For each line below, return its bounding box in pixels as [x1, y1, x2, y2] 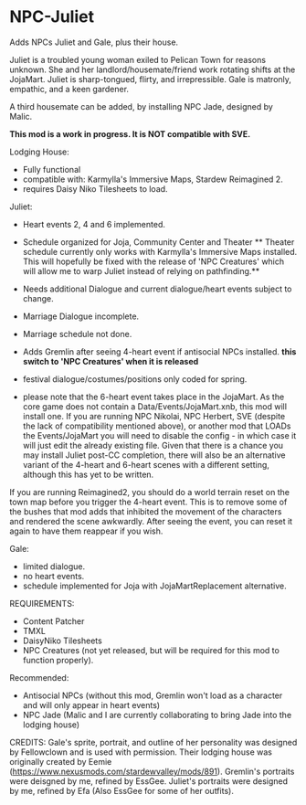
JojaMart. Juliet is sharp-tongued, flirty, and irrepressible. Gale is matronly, [9, 73, 292, 84]
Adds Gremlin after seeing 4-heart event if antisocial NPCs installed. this [22, 345, 297, 357]
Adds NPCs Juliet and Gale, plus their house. [9, 37, 179, 48]
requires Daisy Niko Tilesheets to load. [22, 183, 168, 194]
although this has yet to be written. [22, 469, 154, 480]
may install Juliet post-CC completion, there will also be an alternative [22, 450, 286, 461]
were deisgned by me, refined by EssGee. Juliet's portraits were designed [9, 775, 289, 787]
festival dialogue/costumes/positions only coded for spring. [22, 373, 248, 385]
